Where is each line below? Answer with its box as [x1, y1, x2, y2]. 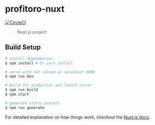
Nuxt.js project [17, 29, 47, 35]
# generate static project [5, 101, 60, 105]
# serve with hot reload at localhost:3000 [5, 69, 95, 74]
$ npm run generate [5, 105, 45, 110]
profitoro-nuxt [5, 3, 65, 15]
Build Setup [5, 43, 41, 52]
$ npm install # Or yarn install [5, 61, 73, 65]
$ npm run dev [5, 74, 34, 79]
